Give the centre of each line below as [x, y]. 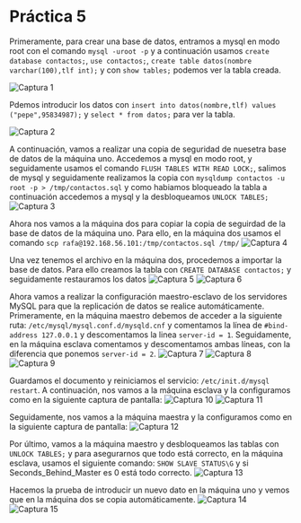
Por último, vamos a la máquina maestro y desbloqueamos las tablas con [144, 444]
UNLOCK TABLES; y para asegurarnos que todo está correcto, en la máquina [146, 453]
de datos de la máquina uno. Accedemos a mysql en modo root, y [131, 158]
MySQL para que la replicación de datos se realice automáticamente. [137, 306]
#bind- [276, 326]
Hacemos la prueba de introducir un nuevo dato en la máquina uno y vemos [150, 490]
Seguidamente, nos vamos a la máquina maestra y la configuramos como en [151, 417]
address [24, 335]
